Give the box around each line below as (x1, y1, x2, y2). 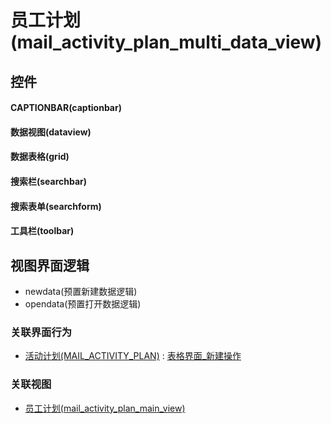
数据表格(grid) (10, 151, 70, 163)
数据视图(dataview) (10, 126, 92, 138)
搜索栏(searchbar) (10, 175, 88, 187)
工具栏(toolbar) (10, 225, 75, 237)
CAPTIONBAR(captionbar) (10, 102, 122, 114)
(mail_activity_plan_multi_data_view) (10, 31, 323, 54)
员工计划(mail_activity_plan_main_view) (24, 402, 186, 414)
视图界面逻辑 (10, 257, 90, 274)
